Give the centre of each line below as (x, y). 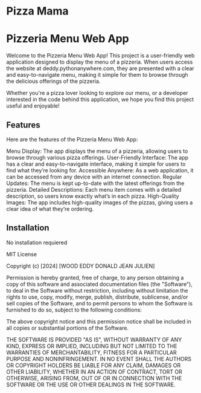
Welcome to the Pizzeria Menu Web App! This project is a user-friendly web (101, 56)
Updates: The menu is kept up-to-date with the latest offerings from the (95, 183)
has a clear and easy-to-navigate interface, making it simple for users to (96, 164)
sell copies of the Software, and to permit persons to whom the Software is (100, 303)
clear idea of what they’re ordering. (50, 209)
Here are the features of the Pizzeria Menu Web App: (72, 139)
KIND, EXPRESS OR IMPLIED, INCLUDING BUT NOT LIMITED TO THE (92, 346)
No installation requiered (37, 242)
